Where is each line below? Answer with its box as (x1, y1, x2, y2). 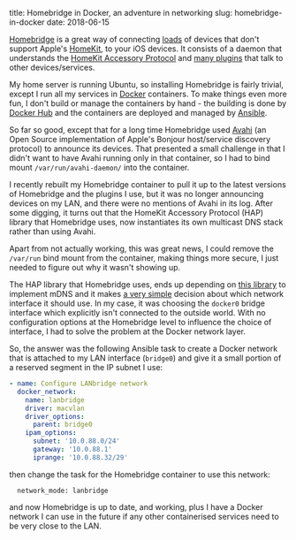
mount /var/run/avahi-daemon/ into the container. (9, 163, 190, 172)
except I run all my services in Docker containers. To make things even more (9, 88, 287, 99)
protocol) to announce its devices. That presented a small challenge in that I (9, 143, 285, 154)
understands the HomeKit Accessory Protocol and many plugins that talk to (9, 53, 284, 63)
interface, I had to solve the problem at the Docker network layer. (9, 326, 246, 337)
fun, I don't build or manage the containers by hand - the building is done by (9, 98, 287, 109)
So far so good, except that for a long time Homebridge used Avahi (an (9, 125, 267, 135)
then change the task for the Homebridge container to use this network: (9, 468, 271, 480)
